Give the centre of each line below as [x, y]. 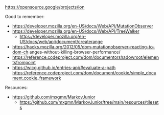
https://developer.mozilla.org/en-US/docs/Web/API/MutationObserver [82, 26]
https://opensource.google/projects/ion [45, 7]
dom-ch [20, 52]
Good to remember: [25, 16]
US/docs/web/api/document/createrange [61, 42]
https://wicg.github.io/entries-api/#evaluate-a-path [64, 68]
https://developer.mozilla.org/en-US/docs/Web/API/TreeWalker [76, 31]
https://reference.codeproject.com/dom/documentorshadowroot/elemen [85, 57]
